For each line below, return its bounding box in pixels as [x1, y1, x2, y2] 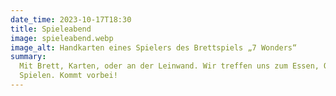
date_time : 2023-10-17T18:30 [10, 14, 132, 25]
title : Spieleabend [10, 24, 92, 34]
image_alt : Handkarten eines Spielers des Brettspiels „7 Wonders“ [10, 42, 298, 53]
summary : [10, 52, 47, 62]
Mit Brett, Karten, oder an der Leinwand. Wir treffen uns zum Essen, [19, 61, 320, 71]
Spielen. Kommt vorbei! [19, 71, 118, 81]
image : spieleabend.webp [10, 33, 114, 43]
